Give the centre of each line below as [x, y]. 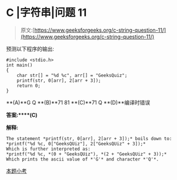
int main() [19, 65]
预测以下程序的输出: [30, 49]
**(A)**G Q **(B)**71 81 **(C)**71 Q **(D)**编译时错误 [78, 102]
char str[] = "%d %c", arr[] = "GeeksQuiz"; [72, 75]
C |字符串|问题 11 [46, 13]
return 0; [29, 86]
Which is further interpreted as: [49, 149]
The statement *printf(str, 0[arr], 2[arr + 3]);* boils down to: [89, 139]
